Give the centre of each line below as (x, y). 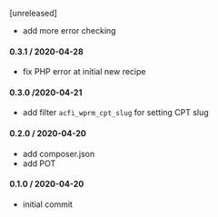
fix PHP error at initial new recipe (84, 72)
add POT (39, 163)
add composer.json (59, 153)
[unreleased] (33, 13)
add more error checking (69, 30)
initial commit (47, 204)
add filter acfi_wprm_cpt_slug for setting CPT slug (115, 113)
